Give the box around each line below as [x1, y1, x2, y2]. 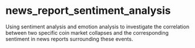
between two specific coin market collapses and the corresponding [5, 29, 169, 36]
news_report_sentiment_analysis [5, 4, 171, 17]
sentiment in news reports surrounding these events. [5, 35, 133, 42]
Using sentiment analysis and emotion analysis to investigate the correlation [5, 23, 190, 30]
